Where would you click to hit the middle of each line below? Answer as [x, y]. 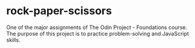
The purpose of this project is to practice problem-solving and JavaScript [97, 33]
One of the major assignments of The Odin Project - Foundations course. [97, 27]
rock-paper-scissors [59, 11]
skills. [13, 40]
